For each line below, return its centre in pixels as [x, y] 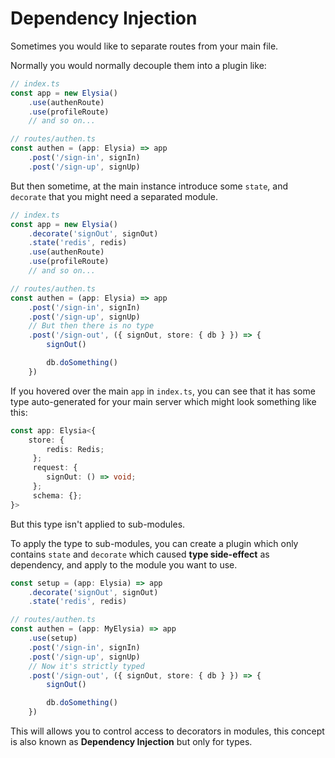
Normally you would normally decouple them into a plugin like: [138, 65]
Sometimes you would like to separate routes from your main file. [144, 46]
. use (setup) [53, 638]
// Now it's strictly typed [86, 666]
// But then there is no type [91, 326]
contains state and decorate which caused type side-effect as [140, 554]
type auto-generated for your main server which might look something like [163, 401]
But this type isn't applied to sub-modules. [98, 524]
